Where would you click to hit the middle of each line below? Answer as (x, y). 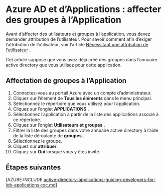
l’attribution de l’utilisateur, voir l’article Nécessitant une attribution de (77, 44)
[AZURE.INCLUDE (24, 179)
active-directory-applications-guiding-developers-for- (100, 179)
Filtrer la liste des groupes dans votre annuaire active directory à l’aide (86, 130)
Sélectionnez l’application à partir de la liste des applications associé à (86, 114)
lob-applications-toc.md (31, 185)
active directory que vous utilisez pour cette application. (64, 65)
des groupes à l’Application (64, 20)
